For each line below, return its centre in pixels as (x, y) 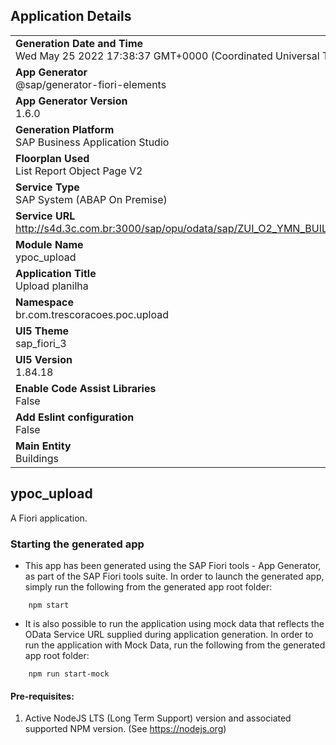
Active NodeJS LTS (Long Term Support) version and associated (158, 718)
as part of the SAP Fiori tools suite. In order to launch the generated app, (174, 576)
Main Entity (43, 446)
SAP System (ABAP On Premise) (91, 199)
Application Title (56, 273)
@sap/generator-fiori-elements (91, 84)
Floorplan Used (52, 158)
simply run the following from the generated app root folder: (148, 586)
